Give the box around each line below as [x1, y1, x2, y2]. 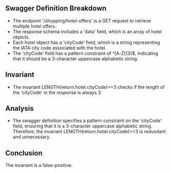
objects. [12, 34, 30, 40]
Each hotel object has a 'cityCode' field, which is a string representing [12, 39, 160, 45]
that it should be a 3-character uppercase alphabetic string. [12, 56, 139, 62]
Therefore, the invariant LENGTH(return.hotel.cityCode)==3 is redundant [12, 129, 166, 135]
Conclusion [5, 149, 43, 157]
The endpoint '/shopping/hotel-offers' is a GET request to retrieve [12, 17, 152, 23]
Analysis [5, 104, 34, 113]
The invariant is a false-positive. [5, 162, 73, 168]
